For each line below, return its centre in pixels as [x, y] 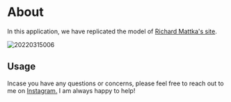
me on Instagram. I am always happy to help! [71, 90]
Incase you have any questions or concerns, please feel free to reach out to [115, 83]
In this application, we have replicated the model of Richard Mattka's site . [112, 31]
